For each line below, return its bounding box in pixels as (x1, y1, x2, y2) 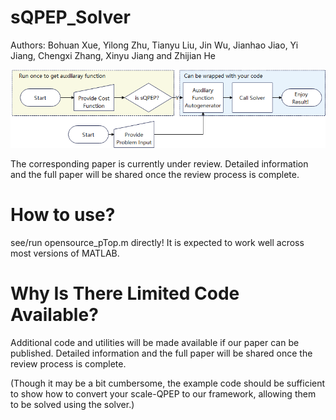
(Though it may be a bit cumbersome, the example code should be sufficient (10, 377, 326, 389)
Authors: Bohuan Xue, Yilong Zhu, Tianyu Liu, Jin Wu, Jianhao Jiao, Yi (10, 39, 299, 51)
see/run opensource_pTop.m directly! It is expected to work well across (10, 236, 305, 248)
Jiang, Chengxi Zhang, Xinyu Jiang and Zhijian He (10, 49, 217, 61)
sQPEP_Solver (10, 6, 131, 29)
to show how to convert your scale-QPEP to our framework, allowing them (10, 387, 317, 400)
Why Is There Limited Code (10, 282, 240, 305)
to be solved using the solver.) (10, 398, 135, 410)
